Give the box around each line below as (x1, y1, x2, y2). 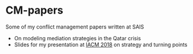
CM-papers (5, 4, 63, 17)
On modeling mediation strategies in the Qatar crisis (14, 34, 141, 42)
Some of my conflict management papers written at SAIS (5, 23, 144, 30)
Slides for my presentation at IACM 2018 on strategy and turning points (14, 41, 188, 48)
